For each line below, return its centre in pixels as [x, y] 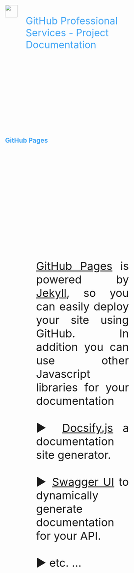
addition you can [82, 347]
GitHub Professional [72, 21]
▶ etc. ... [59, 563]
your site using [82, 320]
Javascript [63, 374]
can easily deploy [82, 306]
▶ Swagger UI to [82, 482]
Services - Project [67, 33]
